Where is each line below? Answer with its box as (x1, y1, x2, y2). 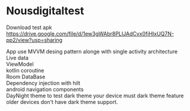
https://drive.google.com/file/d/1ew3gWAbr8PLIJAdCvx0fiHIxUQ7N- (6, 30, 174, 37)
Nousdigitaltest (6, 4, 84, 18)
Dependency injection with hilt (6, 79, 81, 87)
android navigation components (6, 85, 84, 93)
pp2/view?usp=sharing (6, 36, 63, 43)
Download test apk (6, 24, 52, 31)
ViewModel (6, 61, 34, 68)
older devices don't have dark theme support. (6, 98, 118, 105)
